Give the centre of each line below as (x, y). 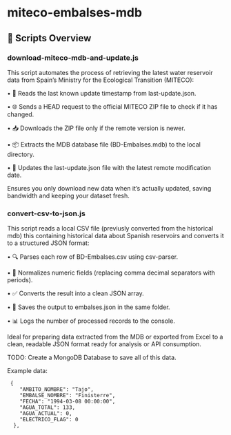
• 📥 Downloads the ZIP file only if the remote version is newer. (97, 128)
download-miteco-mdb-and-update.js (73, 58)
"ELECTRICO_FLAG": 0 (49, 420)
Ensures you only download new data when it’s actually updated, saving (109, 188)
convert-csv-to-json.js (47, 213)
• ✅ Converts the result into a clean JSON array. (76, 293)
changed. (21, 114)
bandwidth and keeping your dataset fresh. (68, 195)
